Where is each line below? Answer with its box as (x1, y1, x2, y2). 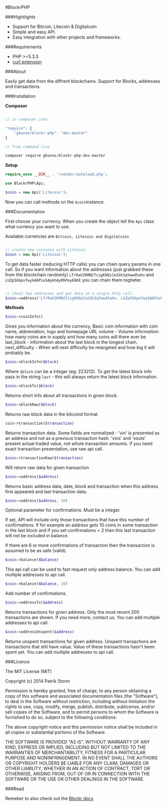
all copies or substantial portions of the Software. (5, 729, 106, 735)
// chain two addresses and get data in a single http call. (5, 291, 135, 296)
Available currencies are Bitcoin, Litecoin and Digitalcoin (5, 233, 129, 239)
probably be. (5, 350, 31, 356)
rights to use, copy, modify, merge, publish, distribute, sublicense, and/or (5, 704, 155, 710)
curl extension (12, 59, 42, 64)
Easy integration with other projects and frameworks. (12, 34, 121, 40)
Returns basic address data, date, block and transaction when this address (5, 483, 159, 489)
